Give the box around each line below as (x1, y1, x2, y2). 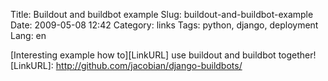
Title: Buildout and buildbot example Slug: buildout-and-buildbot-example (10, 9, 314, 20)
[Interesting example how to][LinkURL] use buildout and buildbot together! (10, 49, 317, 61)
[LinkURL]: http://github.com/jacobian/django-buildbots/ (10, 60, 243, 71)
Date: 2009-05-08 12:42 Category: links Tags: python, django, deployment (10, 19, 319, 31)
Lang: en (10, 30, 47, 41)
